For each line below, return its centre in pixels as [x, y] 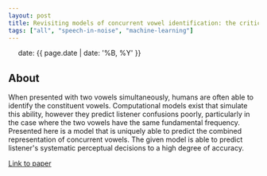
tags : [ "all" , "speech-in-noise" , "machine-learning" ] [101, 30]
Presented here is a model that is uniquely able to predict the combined [125, 131]
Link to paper [30, 163]
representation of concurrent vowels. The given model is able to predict [126, 139]
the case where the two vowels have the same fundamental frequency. [124, 123]
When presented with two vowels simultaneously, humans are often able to [131, 97]
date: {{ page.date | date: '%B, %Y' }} [79, 53]
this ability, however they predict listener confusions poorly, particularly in [129, 114]
